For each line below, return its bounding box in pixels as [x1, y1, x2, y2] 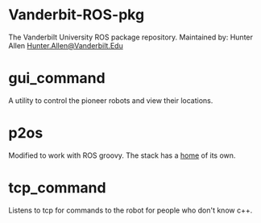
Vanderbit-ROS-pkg [8, 6, 145, 24]
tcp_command [8, 179, 106, 196]
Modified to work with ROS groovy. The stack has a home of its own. [8, 151, 236, 160]
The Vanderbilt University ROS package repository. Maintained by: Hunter [8, 32, 254, 42]
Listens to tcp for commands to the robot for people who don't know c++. [8, 205, 253, 215]
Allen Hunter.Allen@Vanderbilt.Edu [8, 40, 123, 50]
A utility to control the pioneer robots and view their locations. [8, 95, 213, 105]
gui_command [8, 69, 106, 88]
